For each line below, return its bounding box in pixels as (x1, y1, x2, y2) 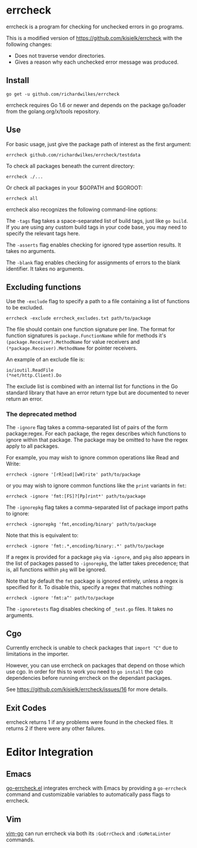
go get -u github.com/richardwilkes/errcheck (6, 91, 119, 97)
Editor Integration (6, 745, 94, 759)
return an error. (6, 396, 43, 403)
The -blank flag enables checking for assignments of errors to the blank (6, 259, 181, 266)
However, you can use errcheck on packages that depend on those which (6, 662, 185, 669)
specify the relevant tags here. (6, 229, 81, 236)
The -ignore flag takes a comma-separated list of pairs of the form (6, 423, 168, 430)
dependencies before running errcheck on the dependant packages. (6, 675, 172, 682)
